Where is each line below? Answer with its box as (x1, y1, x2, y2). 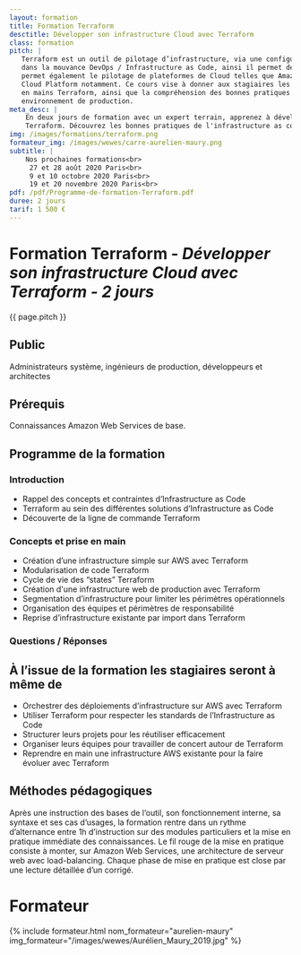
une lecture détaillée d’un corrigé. (9, 864, 134, 875)
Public (9, 337, 46, 352)
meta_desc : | (9, 105, 58, 114)
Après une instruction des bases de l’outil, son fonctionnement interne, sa (9, 807, 281, 818)
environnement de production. (21, 96, 134, 106)
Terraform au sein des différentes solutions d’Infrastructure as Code (21, 503, 274, 514)
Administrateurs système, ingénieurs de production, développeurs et (9, 360, 262, 372)
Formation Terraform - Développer (9, 243, 271, 264)
